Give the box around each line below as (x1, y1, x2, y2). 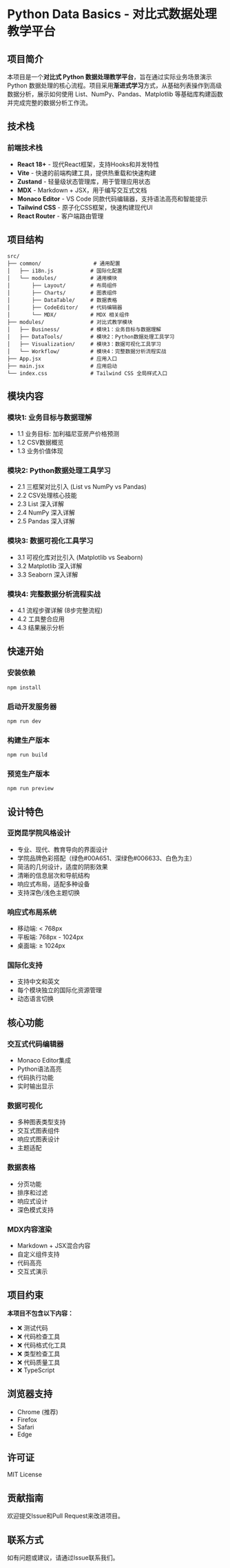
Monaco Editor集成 (17, 1056, 71, 1065)
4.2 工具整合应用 (17, 615, 65, 623)
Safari (17, 1423, 34, 1431)
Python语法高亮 (17, 1065, 62, 1073)
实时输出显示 (17, 1082, 54, 1090)
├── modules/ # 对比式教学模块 (7, 319, 133, 325)
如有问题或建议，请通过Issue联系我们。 (7, 1554, 119, 1562)
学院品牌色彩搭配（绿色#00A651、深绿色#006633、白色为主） (17, 854, 196, 862)
